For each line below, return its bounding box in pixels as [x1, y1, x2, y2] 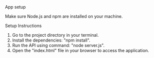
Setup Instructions [5, 23, 42, 29]
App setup [5, 4, 26, 10]
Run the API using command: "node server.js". [12, 43, 105, 48]
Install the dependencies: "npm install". [12, 37, 91, 43]
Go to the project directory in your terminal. [12, 32, 99, 38]
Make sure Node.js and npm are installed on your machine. [5, 14, 123, 19]
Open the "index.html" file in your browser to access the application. [12, 48, 149, 53]
